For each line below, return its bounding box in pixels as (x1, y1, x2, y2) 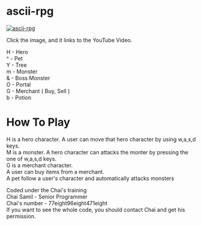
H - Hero (6, 48, 29, 56)
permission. (6, 213, 36, 220)
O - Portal (6, 81, 31, 88)
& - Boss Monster (6, 74, 51, 81)
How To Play (6, 115, 70, 129)
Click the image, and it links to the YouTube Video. (6, 36, 132, 43)
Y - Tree (6, 61, 27, 69)
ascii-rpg (6, 4, 54, 18)
